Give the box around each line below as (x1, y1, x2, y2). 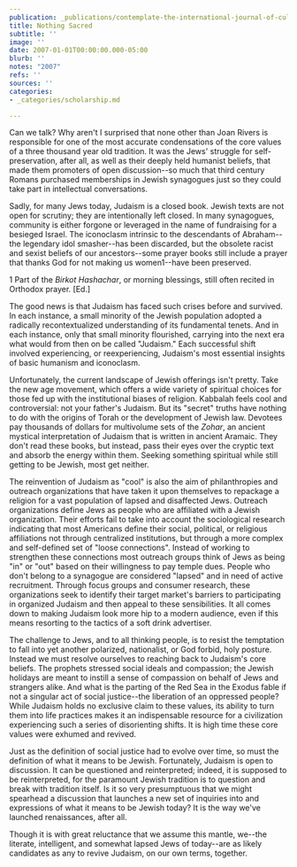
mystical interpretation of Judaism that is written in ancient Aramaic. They (9, 431, 278, 442)
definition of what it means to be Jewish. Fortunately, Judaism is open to (9, 755, 274, 766)
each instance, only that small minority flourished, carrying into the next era (9, 329, 286, 340)
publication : (9, 12, 57, 22)
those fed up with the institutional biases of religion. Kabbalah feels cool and (9, 393, 287, 404)
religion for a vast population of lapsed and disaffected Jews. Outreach (9, 495, 268, 506)
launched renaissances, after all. (9, 812, 127, 823)
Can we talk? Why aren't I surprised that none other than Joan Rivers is (9, 128, 269, 138)
